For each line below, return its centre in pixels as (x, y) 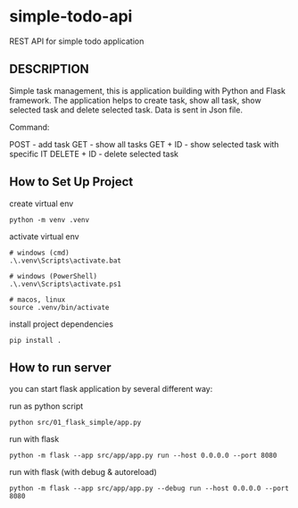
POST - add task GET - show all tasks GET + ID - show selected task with (144, 144)
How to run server (60, 367)
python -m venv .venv (50, 220)
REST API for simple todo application (77, 41)
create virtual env (41, 204)
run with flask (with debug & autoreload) (83, 472)
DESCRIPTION (49, 69)
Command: (29, 127)
